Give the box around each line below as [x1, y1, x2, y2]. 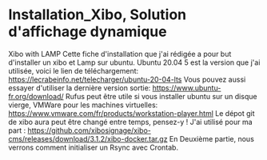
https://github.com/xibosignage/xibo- [27, 126, 152, 135]
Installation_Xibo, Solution [8, 6, 187, 24]
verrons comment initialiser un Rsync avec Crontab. [8, 142, 178, 152]
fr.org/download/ [8, 91, 64, 101]
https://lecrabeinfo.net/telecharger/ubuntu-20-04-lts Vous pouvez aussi [8, 74, 246, 84]
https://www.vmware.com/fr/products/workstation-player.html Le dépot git [8, 108, 255, 118]
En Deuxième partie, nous [169, 134, 254, 143]
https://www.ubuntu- [152, 82, 221, 93]
